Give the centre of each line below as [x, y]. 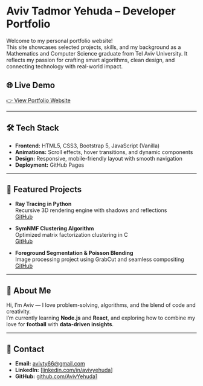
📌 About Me [29, 290]
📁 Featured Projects [44, 189]
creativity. [19, 312]
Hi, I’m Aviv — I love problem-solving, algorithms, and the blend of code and [101, 305]
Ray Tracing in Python [43, 204]
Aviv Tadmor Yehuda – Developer [91, 11]
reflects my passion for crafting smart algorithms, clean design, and [91, 60]
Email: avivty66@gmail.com [50, 363]
